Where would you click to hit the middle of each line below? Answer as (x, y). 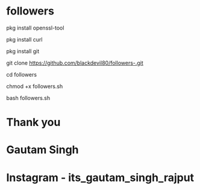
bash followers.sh (28, 98)
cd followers (22, 74)
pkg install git (23, 51)
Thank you (33, 122)
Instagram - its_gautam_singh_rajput (100, 178)
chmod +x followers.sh (35, 86)
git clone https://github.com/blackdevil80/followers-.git (75, 63)
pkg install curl (24, 39)
